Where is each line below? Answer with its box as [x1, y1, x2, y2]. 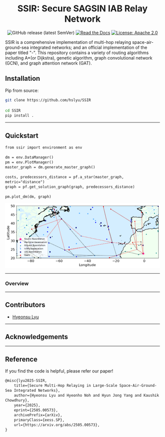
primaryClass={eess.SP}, [14, 418, 65, 423]
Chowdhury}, [5, 398, 29, 403]
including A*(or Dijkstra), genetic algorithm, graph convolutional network [5, 55, 153, 61]
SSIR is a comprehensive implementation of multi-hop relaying [5, 39, 131, 45]
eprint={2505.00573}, [14, 408, 58, 413]
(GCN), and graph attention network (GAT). [5, 60, 92, 66]
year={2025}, [14, 403, 41, 408]
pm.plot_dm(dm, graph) [5, 194, 52, 199]
